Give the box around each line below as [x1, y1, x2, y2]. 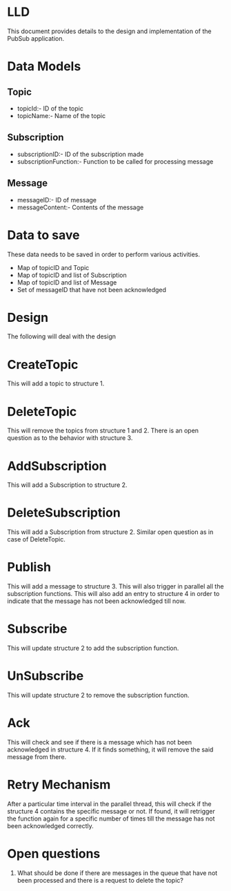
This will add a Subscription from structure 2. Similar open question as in [7, 528, 214, 536]
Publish [7, 559, 52, 575]
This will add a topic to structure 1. [7, 379, 105, 387]
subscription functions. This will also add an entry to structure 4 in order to [7, 590, 220, 598]
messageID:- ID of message [17, 195, 97, 204]
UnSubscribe [7, 668, 84, 684]
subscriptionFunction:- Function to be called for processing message [17, 157, 214, 166]
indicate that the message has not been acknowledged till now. [7, 597, 186, 605]
